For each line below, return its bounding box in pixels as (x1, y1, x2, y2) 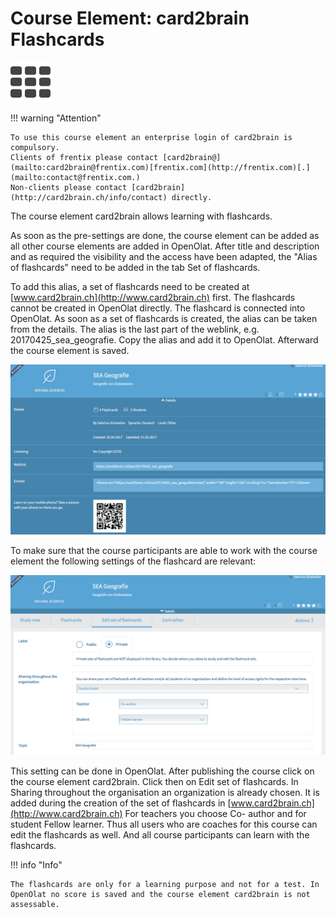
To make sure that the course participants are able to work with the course (10, 544, 318, 556)
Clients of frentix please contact (10, 152, 159, 162)
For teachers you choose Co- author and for (124, 808, 307, 820)
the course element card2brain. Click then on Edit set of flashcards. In (10, 776, 299, 788)
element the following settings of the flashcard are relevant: (10, 555, 257, 567)
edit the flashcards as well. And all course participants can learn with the (10, 829, 310, 841)
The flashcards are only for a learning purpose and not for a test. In (10, 880, 320, 890)
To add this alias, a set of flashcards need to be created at (10, 280, 250, 292)
